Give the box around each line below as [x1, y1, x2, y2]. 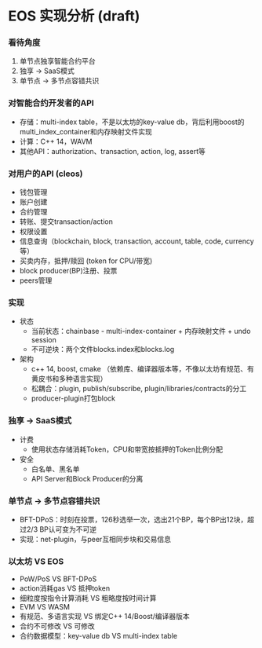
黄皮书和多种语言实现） [31, 374, 107, 383]
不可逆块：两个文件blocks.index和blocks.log [31, 345, 175, 354]
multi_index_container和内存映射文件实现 [19, 126, 153, 136]
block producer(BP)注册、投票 [19, 266, 118, 276]
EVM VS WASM [19, 602, 71, 612]
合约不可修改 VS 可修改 [19, 621, 96, 631]
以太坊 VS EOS [8, 555, 64, 566]
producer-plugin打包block [31, 394, 116, 403]
